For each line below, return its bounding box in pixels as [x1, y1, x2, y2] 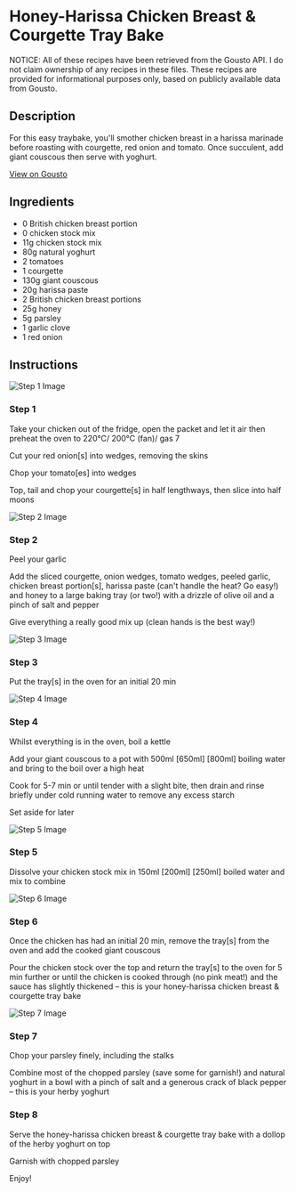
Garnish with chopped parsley [9, 1156, 120, 1166]
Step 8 [9, 1108, 38, 1121]
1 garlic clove [21, 322, 71, 333]
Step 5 [9, 846, 38, 858]
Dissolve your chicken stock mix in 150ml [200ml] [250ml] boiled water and [9, 866, 285, 877]
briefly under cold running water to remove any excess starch [9, 790, 236, 800]
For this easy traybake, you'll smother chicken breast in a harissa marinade [9, 132, 284, 143]
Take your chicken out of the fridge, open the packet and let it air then [9, 423, 266, 434]
